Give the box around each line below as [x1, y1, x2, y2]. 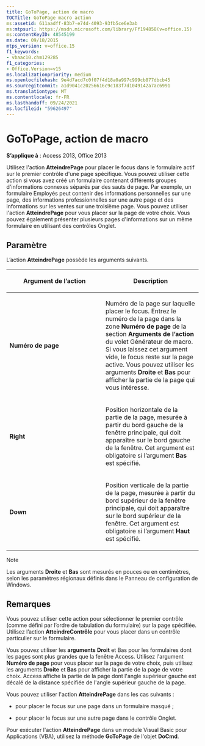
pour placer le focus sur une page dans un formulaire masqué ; [15, 703, 174, 710]
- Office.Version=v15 [6, 65, 62, 72]
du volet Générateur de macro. [106, 337, 193, 346]
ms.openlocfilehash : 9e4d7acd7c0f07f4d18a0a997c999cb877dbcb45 [6, 77, 171, 83]
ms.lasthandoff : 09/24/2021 [6, 100, 78, 106]
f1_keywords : [6, 49, 40, 55]
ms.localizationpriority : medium [6, 71, 92, 78]
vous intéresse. [106, 383, 149, 392]
